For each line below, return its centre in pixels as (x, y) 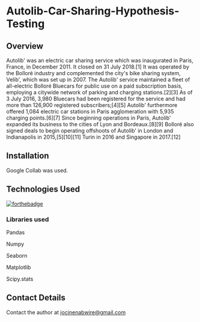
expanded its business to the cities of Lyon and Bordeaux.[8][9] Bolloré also (100, 124)
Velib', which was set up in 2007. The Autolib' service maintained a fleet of (98, 80)
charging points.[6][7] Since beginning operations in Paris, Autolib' (89, 118)
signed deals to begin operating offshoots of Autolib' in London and (90, 131)
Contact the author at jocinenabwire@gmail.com (66, 312)
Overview (25, 46)
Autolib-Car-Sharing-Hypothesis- (93, 11)
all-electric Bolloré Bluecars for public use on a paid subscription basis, (95, 86)
